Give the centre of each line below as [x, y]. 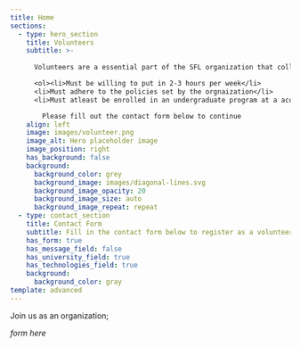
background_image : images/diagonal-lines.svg [119, 182]
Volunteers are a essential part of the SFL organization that [154, 68]
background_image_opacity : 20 [89, 191]
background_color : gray [78, 282]
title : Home [32, 17]
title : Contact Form [64, 224]
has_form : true [54, 240]
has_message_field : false [74, 249]
